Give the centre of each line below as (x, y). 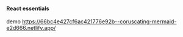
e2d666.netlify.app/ (31, 28)
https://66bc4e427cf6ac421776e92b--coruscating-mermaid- (99, 21)
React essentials (28, 8)
